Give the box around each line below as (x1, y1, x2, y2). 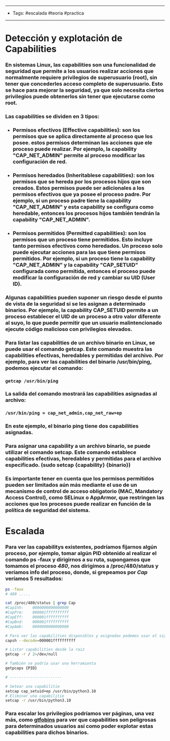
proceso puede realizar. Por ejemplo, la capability (12, 145, 137, 152)
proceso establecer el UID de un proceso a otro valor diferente (5, 313, 161, 320)
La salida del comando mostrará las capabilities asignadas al (5, 391, 157, 398)
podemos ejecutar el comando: (5, 364, 83, 371)
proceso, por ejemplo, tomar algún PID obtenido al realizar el (5, 550, 157, 557)
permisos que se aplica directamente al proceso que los (12, 133, 153, 140)
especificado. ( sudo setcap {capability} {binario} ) (5, 461, 131, 469)
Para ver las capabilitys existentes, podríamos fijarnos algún (5, 543, 157, 551)
